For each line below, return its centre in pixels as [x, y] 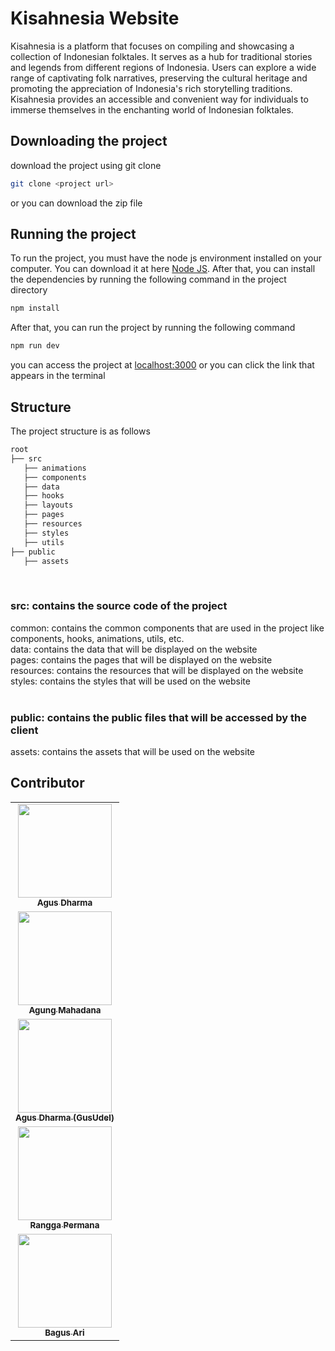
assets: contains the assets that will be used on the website [133, 751]
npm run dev [35, 346]
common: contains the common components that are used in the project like [167, 628]
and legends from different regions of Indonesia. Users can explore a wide [163, 67]
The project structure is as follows [80, 431]
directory [29, 290]
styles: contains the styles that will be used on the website [130, 681]
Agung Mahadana [65, 1010]
